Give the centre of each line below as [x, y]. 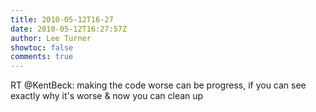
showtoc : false [42, 47]
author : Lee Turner [51, 38]
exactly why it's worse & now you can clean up [107, 96]
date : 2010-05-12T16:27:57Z [69, 29]
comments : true [42, 57]
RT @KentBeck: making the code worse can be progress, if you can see [158, 85]
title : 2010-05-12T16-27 [62, 19]
